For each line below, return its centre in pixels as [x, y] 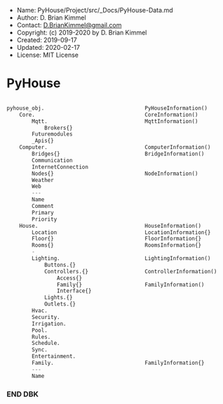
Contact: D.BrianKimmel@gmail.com [69, 25]
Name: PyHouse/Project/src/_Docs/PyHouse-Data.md [95, 10]
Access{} [69, 278]
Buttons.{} [60, 265]
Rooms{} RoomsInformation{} [116, 245]
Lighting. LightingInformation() [121, 259]
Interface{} [74, 291]
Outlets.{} [60, 304]
